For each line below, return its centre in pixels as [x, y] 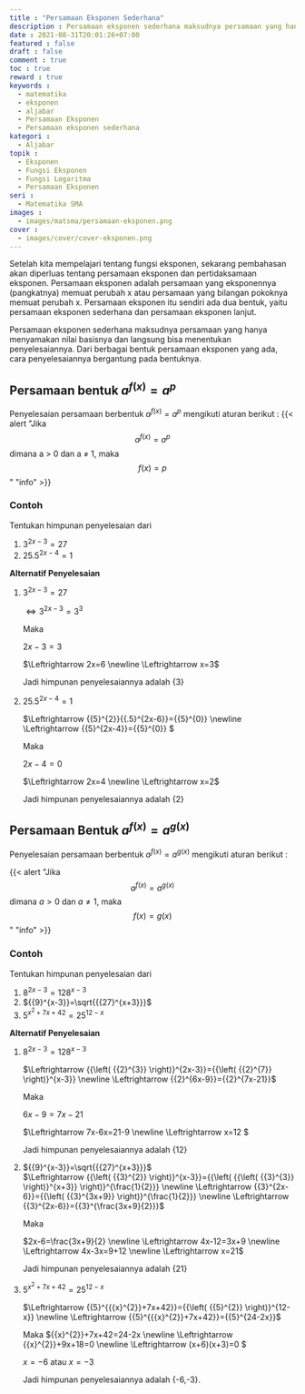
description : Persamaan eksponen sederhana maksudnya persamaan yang [146, 26]
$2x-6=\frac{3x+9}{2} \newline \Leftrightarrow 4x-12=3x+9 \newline [151, 1241]
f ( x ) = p [152, 468]
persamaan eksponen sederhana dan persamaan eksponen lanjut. [133, 312]
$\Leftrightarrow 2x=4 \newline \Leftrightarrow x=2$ [121, 782]
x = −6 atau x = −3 [58, 1361]
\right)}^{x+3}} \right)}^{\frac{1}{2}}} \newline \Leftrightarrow [137, 1187]
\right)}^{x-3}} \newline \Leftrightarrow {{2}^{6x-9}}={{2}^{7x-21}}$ [149, 1079]
